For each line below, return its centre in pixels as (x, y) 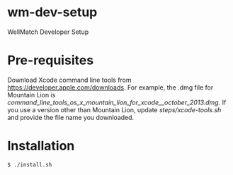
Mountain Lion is (32, 95)
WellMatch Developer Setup (48, 32)
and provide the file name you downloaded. (71, 117)
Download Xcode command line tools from (70, 80)
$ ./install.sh (30, 164)
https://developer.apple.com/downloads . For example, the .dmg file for (110, 87)
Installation (41, 146)
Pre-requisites (51, 60)
